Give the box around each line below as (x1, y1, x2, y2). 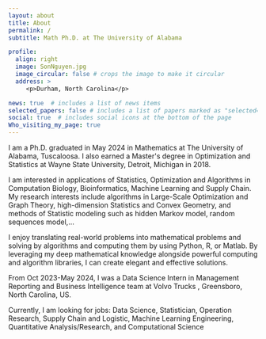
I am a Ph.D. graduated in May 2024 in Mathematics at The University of (8, 143, 244, 152)
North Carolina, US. (8, 290, 72, 299)
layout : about (8, 11, 55, 20)
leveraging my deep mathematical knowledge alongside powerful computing (8, 249, 258, 258)
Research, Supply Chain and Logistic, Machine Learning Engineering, (8, 314, 234, 323)
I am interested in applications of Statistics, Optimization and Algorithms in (8, 175, 251, 185)
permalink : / (8, 26, 51, 34)
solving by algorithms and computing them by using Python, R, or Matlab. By (8, 241, 258, 250)
